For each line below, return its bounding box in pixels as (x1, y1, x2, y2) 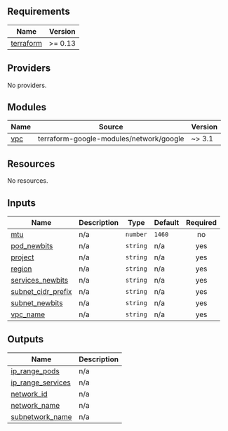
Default (154, 218, 180, 228)
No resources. (7, 176, 48, 185)
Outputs (7, 333, 44, 345)
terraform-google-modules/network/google (37, 134, 185, 143)
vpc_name (11, 309, 46, 319)
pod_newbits (11, 241, 53, 251)
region (11, 264, 32, 274)
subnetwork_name (11, 411, 72, 421)
